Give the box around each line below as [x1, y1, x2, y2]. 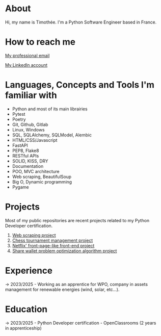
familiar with [5, 90, 57, 101]
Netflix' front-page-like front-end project [12, 242, 95, 248]
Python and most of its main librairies [12, 106, 88, 112]
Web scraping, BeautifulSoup [12, 174, 72, 180]
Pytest [12, 111, 26, 117]
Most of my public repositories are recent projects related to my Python [5, 217, 150, 223]
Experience [5, 265, 53, 276]
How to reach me [5, 36, 76, 48]
